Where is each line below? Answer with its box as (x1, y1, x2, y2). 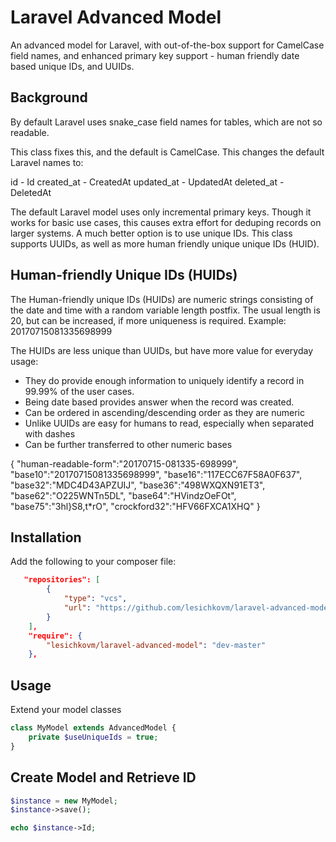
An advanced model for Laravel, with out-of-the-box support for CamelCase (10, 39, 325, 51)
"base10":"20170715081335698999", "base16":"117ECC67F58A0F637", (10, 468, 303, 480)
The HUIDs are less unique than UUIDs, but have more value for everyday (10, 344, 313, 356)
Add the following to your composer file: (10, 556, 177, 568)
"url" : (63, 603, 92, 613)
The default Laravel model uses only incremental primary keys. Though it (10, 206, 312, 218)
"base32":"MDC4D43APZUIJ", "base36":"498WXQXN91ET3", (10, 479, 266, 491)
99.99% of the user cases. (24, 385, 135, 397)
